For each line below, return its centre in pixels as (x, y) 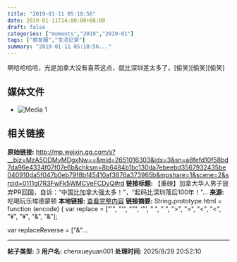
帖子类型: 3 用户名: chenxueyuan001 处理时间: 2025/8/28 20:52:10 (104, 251)
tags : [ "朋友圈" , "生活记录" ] (47, 40)
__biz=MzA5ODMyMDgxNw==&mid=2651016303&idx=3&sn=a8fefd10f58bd (118, 160)
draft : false (26, 27)
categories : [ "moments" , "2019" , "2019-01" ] (71, 34)
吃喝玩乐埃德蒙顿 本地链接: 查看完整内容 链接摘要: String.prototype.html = (115, 201)
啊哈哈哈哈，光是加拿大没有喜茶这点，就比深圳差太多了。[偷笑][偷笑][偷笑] (116, 67)
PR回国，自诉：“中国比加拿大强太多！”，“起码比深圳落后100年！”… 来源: (119, 192)
